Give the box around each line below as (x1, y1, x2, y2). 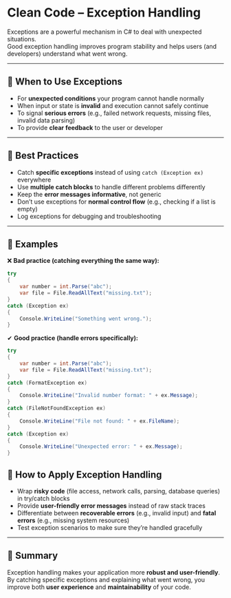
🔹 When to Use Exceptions (7, 76, 122, 87)
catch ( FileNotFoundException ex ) (7, 405, 107, 412)
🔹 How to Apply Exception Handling (7, 469, 162, 480)
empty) (16, 204, 38, 213)
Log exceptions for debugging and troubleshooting (16, 212, 162, 220)
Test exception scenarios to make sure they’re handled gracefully (16, 523, 203, 531)
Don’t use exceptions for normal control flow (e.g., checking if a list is (16, 197, 216, 206)
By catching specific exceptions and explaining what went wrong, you (7, 575, 205, 584)
